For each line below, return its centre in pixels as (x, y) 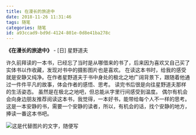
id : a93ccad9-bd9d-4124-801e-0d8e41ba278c (58, 33)
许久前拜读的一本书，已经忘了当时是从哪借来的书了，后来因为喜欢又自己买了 (98, 63)
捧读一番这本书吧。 (29, 113)
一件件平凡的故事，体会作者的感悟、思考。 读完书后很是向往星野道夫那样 (99, 84)
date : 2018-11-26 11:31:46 (39, 17)
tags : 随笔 (18, 22)
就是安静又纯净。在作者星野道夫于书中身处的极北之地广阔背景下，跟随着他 (95, 77)
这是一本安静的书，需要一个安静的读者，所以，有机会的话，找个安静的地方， (98, 106)
